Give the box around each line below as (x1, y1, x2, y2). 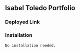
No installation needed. (5, 43, 56, 48)
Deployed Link (5, 19, 40, 26)
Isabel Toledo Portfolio (5, 4, 76, 12)
